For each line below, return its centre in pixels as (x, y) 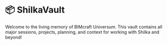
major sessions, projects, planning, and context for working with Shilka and (82, 32)
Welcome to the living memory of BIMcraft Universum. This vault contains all (84, 27)
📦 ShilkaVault (35, 10)
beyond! (14, 37)
